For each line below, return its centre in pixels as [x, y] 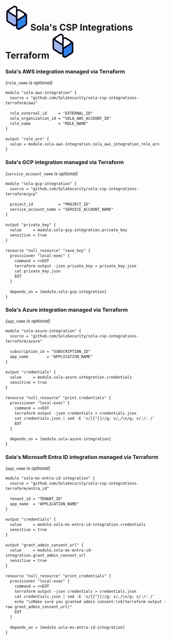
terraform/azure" [24, 342]
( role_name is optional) [29, 83]
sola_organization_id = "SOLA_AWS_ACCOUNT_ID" [61, 119]
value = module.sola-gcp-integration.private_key [69, 230]
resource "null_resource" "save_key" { [48, 251]
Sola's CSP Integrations [81, 28]
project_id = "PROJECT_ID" [50, 204]
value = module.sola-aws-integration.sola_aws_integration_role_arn [85, 144]
